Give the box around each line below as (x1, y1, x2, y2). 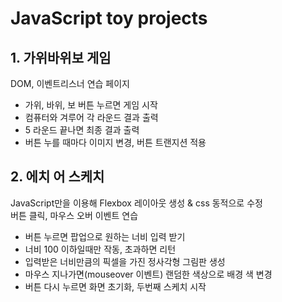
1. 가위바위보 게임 (10, 49, 112, 66)
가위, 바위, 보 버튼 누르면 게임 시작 (24, 99, 158, 111)
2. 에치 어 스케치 (10, 168, 105, 186)
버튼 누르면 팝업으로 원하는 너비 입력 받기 (24, 230, 186, 242)
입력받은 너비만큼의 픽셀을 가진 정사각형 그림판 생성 (24, 255, 226, 267)
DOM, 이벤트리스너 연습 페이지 (10, 78, 130, 89)
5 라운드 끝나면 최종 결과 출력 (24, 124, 140, 136)
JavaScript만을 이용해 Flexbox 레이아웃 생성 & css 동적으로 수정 (10, 197, 263, 209)
